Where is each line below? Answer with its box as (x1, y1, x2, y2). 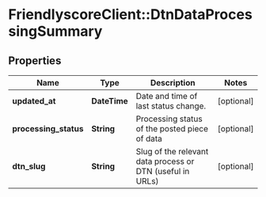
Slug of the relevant (135, 146, 209, 157)
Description (150, 78, 196, 88)
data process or (135, 156, 195, 167)
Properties (8, 54, 62, 67)
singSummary (8, 22, 103, 40)
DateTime (90, 96, 128, 106)
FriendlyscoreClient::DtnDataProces (8, 6, 253, 24)
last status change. (135, 100, 207, 112)
